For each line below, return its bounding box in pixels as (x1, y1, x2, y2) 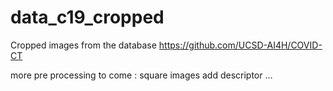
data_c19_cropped (10, 6, 165, 29)
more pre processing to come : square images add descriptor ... (10, 69, 273, 81)
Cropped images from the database (10, 39, 157, 51)
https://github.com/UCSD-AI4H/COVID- (158, 39, 323, 51)
